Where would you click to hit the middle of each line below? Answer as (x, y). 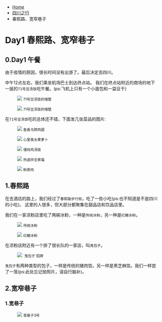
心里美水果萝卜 (36, 140)
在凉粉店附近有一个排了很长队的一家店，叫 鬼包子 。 (55, 245)
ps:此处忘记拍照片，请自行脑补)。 (53, 271)
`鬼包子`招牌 (33, 256)
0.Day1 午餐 (23, 59)
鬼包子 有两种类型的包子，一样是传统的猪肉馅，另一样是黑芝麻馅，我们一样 (78, 265)
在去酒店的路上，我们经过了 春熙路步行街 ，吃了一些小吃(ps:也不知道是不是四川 (81, 198)
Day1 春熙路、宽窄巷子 (50, 40)
